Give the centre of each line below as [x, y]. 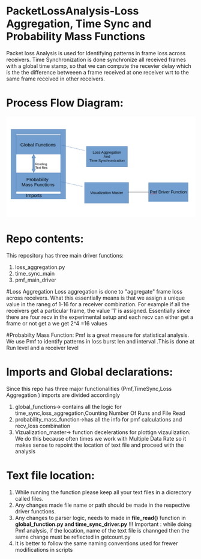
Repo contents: [45, 239]
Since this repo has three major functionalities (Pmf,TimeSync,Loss [89, 389]
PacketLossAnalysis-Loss [73, 11]
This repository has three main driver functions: [65, 256]
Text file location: [50, 476]
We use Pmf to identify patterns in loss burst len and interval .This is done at [100, 342]
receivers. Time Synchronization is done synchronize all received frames [96, 59]
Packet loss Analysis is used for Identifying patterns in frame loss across [96, 53]
